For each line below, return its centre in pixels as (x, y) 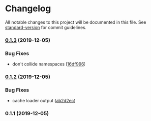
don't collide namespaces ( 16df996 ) (49, 64)
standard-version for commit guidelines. (46, 27)
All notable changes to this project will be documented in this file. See (76, 22)
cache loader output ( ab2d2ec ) (44, 101)
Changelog (28, 9)
